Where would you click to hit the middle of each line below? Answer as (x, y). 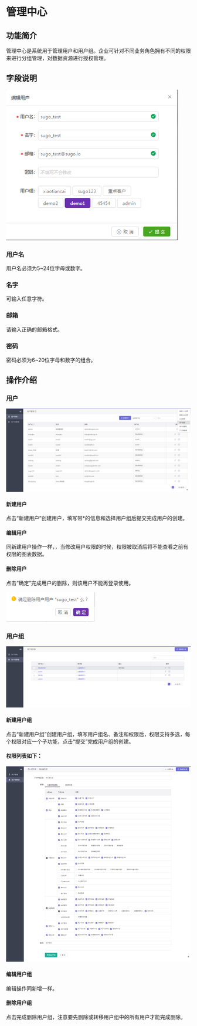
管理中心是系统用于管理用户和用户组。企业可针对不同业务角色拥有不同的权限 (98, 51)
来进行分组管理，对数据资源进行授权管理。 (57, 58)
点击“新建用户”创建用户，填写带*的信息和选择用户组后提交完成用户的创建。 (97, 518)
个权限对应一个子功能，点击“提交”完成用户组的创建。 (70, 741)
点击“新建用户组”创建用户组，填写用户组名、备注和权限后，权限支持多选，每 (98, 734)
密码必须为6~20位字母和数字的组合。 (51, 360)
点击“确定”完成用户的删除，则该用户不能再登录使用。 (70, 583)
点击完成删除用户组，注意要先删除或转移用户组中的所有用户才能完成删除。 (96, 1017)
